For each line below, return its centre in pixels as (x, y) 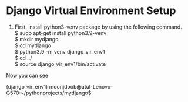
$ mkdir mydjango (36, 39)
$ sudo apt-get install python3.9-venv (61, 33)
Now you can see (27, 75)
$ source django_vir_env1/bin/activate (60, 64)
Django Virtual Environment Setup (91, 11)
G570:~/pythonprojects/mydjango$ (49, 93)
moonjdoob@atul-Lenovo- (81, 86)
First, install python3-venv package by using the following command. (98, 27)
